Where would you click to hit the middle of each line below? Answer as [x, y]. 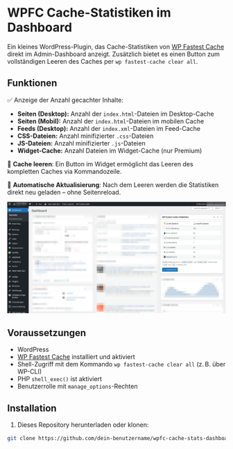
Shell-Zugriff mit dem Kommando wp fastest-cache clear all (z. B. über [121, 364]
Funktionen [32, 83]
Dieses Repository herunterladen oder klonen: [83, 425]
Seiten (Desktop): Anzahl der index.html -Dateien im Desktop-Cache [116, 114]
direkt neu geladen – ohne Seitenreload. [64, 192]
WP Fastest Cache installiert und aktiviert [76, 357]
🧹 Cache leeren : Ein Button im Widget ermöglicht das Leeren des [100, 164]
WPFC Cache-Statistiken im [89, 13]
